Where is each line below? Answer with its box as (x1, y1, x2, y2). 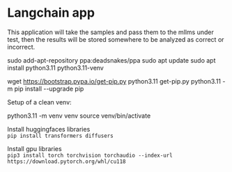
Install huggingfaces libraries (7, 125, 91, 133)
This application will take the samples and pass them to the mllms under (7, 28, 214, 36)
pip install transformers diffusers (7, 132, 114, 139)
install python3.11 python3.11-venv (7, 63, 105, 72)
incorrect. (7, 42, 36, 51)
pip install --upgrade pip (14, 84, 84, 93)
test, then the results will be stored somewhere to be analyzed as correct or (7, 35, 224, 43)
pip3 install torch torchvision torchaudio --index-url (7, 152, 173, 159)
